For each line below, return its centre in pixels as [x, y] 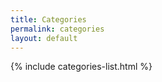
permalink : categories [57, 29]
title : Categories [48, 19]
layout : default [44, 38]
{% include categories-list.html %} [81, 67]
